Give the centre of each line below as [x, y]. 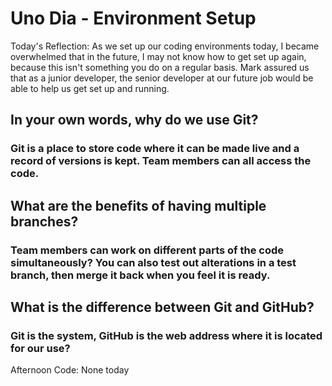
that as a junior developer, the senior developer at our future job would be [162, 78]
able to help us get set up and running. [90, 88]
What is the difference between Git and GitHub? [162, 307]
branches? [44, 221]
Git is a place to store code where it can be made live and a [155, 149]
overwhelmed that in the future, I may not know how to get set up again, [158, 56]
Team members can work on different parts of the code [147, 250]
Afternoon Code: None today [70, 370]
